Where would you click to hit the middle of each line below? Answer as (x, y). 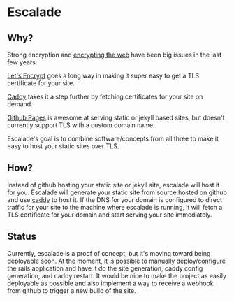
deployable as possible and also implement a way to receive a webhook (110, 283)
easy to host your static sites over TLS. (63, 146)
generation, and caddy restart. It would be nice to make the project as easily (117, 275)
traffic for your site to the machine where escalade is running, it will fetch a (115, 207)
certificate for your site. (41, 83)
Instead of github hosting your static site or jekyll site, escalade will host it (114, 185)
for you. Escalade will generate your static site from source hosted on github (117, 192)
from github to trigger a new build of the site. (72, 290)
